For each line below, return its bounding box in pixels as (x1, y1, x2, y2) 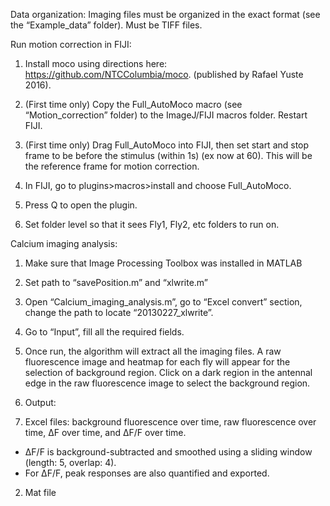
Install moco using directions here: (24, 58, 168, 69)
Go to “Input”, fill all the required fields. (24, 326, 185, 338)
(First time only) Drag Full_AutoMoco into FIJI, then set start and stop (24, 139, 310, 151)
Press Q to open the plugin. (24, 199, 138, 211)
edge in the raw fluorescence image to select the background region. (24, 377, 311, 389)
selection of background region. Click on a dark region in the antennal (24, 367, 313, 378)
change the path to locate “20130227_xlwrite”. (24, 307, 214, 318)
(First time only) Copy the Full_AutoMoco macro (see (24, 99, 243, 110)
